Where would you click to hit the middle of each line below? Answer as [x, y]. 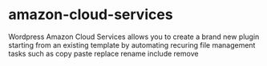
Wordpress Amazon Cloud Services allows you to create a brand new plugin [134, 37]
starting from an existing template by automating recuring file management [132, 45]
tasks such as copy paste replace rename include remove [103, 53]
